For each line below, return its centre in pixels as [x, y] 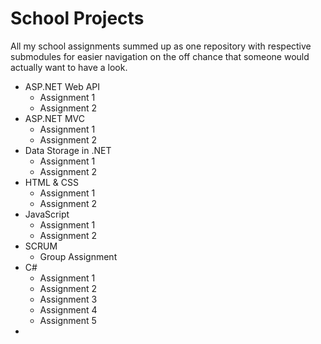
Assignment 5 [68, 320]
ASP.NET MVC [54, 118]
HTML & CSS [51, 182]
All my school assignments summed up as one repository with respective [161, 46]
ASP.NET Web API [62, 86]
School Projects [77, 18]
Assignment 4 [68, 309]
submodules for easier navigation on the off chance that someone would [160, 56]
